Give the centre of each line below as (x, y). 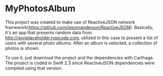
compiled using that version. (34, 68)
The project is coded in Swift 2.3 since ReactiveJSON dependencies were (80, 63)
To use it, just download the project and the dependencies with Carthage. (80, 57)
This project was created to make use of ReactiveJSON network (70, 22)
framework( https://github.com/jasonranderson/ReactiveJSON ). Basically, (79, 27)
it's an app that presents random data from (49, 32)
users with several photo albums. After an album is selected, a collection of (81, 43)
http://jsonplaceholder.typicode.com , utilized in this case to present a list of (82, 38)
